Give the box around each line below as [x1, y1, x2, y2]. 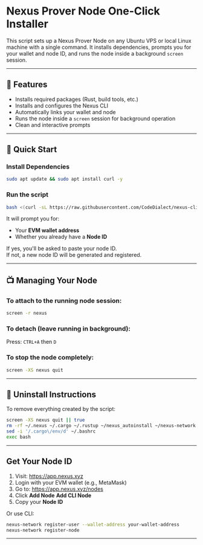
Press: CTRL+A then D [6, 338, 57, 346]
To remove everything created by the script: [6, 405, 116, 413]
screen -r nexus [6, 310, 47, 317]
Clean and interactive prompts [14, 121, 91, 128]
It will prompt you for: [6, 215, 60, 222]
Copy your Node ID [14, 498, 63, 505]
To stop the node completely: [6, 353, 94, 362]
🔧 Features [6, 80, 48, 90]
